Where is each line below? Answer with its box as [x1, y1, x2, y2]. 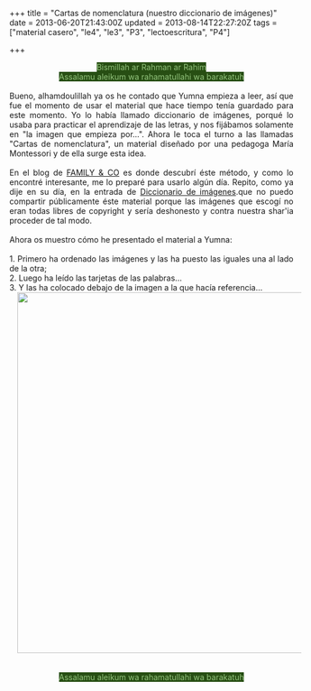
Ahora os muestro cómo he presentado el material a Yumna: [9, 235, 233, 244]
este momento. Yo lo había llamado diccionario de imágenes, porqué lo [9, 110, 294, 120]
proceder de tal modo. [9, 216, 93, 226]
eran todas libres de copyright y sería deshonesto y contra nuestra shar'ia [9, 206, 294, 216]
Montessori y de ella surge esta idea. [9, 148, 147, 159]
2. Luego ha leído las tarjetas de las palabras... [9, 272, 182, 283]
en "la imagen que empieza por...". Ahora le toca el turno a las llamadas [9, 129, 294, 139]
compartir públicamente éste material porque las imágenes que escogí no [9, 196, 294, 207]
